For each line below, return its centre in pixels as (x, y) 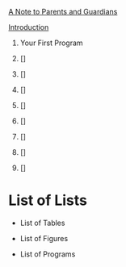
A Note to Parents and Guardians (63, 12)
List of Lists (48, 200)
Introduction (29, 27)
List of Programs (48, 254)
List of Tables (42, 223)
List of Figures (44, 238)
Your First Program (51, 43)
